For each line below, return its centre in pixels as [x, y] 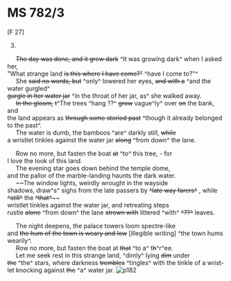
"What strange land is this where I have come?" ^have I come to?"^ [103, 74]
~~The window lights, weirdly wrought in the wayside [92, 182]
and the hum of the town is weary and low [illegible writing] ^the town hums [115, 233]
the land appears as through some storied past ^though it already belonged [115, 118]
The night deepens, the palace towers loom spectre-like [95, 225]
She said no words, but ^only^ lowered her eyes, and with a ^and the [113, 80]
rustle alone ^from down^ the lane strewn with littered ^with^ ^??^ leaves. [111, 212]
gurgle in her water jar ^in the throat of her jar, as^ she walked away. [105, 96]
